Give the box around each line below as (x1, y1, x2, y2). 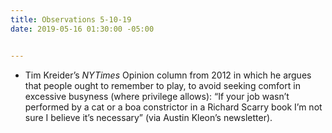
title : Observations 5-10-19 (10, 14, 132, 25)
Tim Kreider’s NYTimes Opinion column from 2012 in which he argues (24, 69, 312, 81)
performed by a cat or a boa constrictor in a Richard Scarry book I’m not (24, 101, 323, 113)
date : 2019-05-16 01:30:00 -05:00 (10, 24, 155, 34)
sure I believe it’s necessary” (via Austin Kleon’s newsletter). (24, 111, 273, 123)
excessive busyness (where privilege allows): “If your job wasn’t (24, 90, 290, 102)
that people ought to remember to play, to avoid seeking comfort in (24, 79, 301, 91)
